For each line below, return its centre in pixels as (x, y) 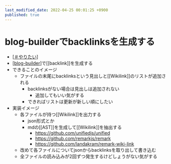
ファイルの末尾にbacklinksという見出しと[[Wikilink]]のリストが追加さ (93, 76)
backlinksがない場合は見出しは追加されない (73, 89)
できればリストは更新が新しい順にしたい (70, 102)
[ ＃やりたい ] (25, 57)
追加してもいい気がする (60, 95)
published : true (22, 15)
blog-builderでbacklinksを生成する (80, 42)
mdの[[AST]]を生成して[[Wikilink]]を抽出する (75, 127)
